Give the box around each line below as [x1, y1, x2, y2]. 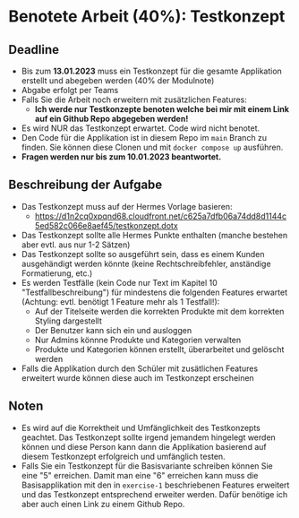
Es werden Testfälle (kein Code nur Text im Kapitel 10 [21, 277, 218, 288]
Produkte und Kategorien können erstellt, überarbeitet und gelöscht [34, 343, 285, 355]
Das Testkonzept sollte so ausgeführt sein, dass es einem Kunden [21, 248, 265, 259]
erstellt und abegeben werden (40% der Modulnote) [21, 75, 215, 86]
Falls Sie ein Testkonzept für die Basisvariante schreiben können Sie [21, 460, 274, 471]
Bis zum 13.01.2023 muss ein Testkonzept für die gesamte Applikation [21, 65, 283, 76]
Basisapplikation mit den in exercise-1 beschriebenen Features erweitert [21, 479, 290, 490]
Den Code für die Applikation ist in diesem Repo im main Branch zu [21, 133, 268, 142]
